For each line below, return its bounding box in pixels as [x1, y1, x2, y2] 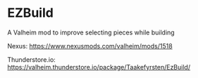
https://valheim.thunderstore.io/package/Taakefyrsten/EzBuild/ [7, 63, 191, 71]
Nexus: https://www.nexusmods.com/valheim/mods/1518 [7, 41, 173, 50]
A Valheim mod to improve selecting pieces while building [7, 28, 175, 37]
